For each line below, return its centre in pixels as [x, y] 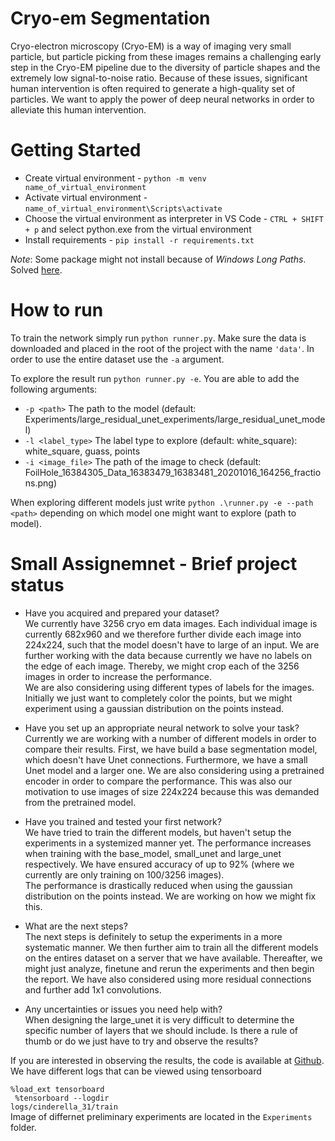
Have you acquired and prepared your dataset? [122, 613]
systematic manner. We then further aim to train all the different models [171, 947]
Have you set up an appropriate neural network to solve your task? [162, 728]
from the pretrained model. [80, 802]
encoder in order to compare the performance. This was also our [158, 781]
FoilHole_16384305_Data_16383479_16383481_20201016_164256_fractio [173, 472]
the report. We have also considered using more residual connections [168, 979]
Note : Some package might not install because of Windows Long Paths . [158, 259]
